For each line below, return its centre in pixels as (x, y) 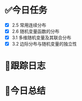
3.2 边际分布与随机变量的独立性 (44, 44)
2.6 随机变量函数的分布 (35, 31)
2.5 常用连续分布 (29, 25)
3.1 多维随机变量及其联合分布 (41, 37)
